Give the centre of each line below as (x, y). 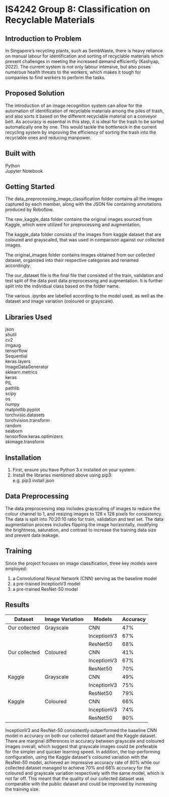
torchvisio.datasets (25, 415)
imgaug (13, 345)
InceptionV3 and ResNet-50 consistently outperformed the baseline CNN (81, 730)
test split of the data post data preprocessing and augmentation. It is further (84, 281)
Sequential (16, 356)
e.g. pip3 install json (33, 480)
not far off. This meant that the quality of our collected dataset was (75, 778)
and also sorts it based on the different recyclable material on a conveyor (81, 116)
